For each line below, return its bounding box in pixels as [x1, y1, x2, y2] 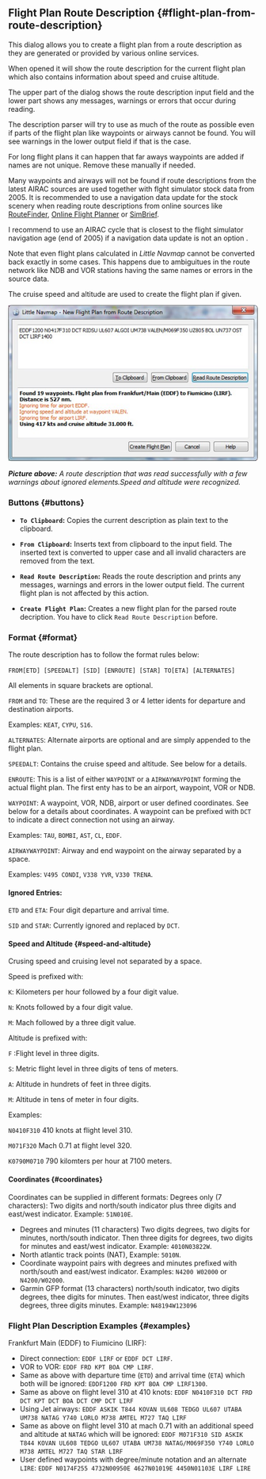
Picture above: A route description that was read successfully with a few [8, 469, 248, 478]
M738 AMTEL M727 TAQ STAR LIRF [19, 1447, 123, 1455]
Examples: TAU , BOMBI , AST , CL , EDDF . [8, 831, 123, 840]
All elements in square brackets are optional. [8, 681, 154, 690]
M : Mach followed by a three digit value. [8, 1018, 136, 1028]
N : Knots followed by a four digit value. [8, 1003, 133, 1012]
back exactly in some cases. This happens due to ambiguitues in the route [8, 257, 251, 267]
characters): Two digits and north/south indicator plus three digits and [8, 1200, 237, 1210]
